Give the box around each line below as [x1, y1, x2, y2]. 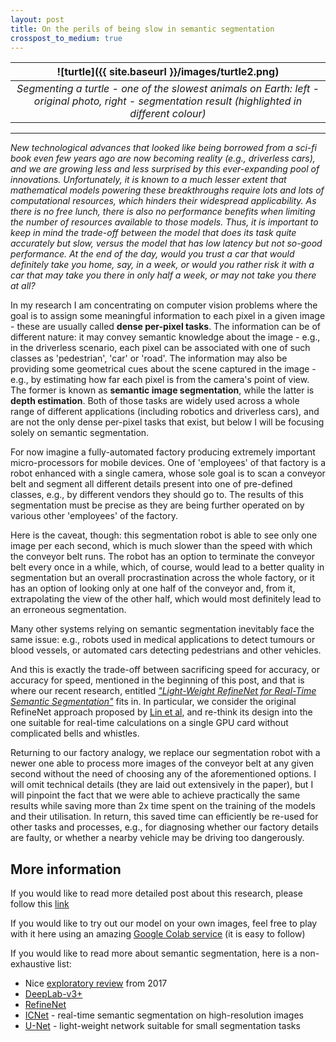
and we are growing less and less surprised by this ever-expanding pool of [10, 163, 320, 175]
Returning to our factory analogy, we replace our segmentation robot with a [10, 747, 321, 759]
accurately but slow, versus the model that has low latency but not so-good [10, 237, 323, 250]
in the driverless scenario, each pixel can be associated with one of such [10, 342, 311, 354]
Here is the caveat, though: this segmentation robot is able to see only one [10, 529, 318, 541]
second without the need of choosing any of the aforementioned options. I [10, 768, 317, 780]
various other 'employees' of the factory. [10, 510, 178, 522]
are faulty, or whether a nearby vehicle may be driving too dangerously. [10, 832, 305, 844]
